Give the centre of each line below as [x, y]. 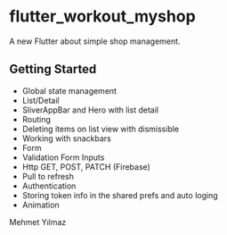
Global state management [69, 90]
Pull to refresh [48, 176]
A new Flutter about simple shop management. [95, 41]
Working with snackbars [66, 138]
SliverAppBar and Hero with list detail [90, 110]
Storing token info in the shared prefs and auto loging [120, 195]
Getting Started [53, 69]
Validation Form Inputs [63, 157]
